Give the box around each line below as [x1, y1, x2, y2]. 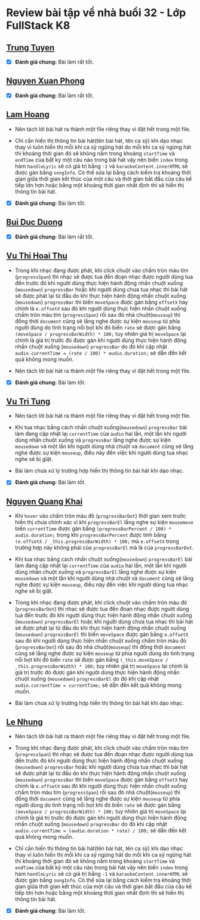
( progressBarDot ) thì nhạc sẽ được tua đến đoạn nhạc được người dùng [14, 606, 189, 613]
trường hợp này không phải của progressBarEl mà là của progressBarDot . [14, 544, 194, 551]
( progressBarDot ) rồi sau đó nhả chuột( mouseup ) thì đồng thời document [14, 643, 186, 651]
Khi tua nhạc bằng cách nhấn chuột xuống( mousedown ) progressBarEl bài [14, 556, 193, 563]
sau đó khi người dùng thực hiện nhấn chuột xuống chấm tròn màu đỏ [14, 637, 187, 644]
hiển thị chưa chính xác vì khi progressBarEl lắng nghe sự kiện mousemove [14, 519, 194, 526]
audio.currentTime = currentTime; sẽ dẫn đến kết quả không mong [14, 681, 182, 689]
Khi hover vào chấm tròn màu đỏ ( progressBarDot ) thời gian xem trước [14, 512, 186, 519]
